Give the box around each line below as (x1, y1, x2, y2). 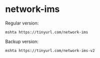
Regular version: (5, 20, 39, 26)
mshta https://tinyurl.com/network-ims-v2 (5, 48, 95, 53)
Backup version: (5, 38, 38, 44)
